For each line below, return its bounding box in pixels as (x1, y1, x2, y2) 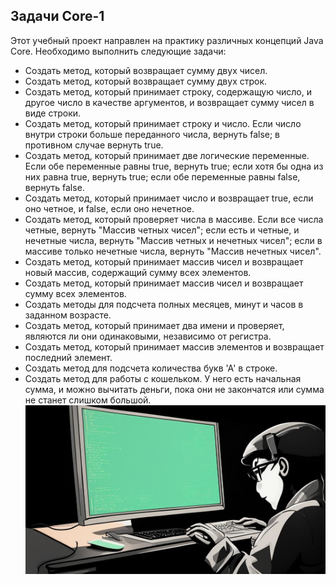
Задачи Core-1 (10, 8, 105, 25)
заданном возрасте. (24, 309, 112, 321)
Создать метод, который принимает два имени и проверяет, (24, 319, 285, 331)
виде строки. (24, 107, 82, 119)
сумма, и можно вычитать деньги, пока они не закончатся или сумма (24, 383, 325, 395)
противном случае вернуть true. (24, 139, 164, 151)
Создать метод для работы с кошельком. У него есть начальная (24, 372, 302, 384)
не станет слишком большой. (24, 394, 152, 406)
